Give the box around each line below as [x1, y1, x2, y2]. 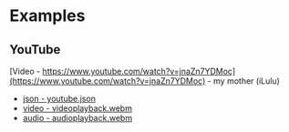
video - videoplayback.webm [22, 103, 132, 114]
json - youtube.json [22, 93, 96, 104]
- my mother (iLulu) [207, 76, 281, 86]
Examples [9, 5, 86, 26]
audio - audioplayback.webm [22, 113, 133, 123]
